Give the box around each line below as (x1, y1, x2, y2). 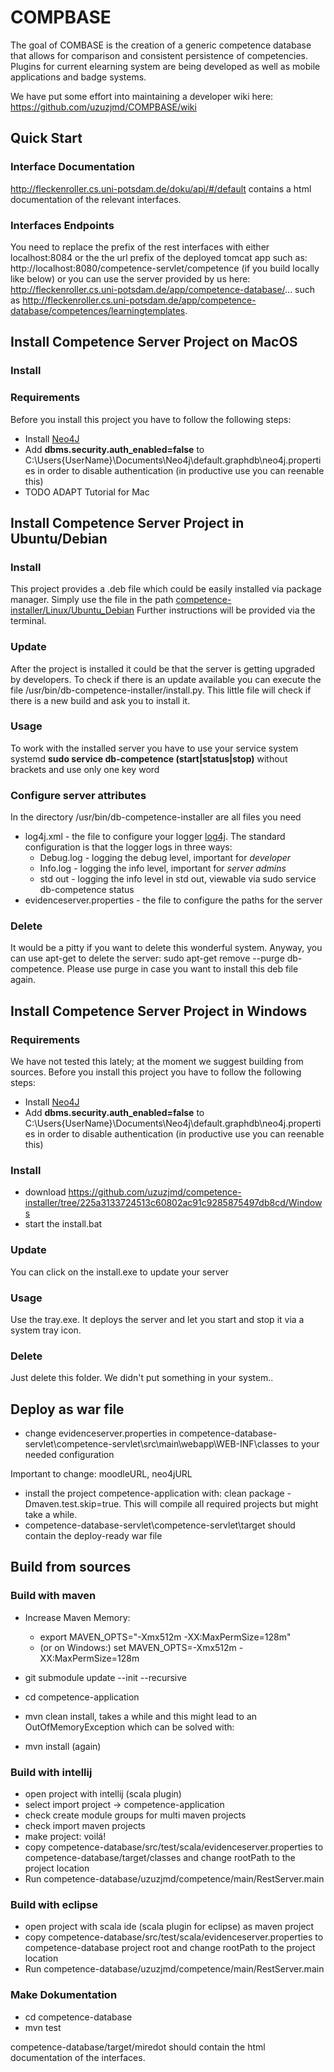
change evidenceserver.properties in (24, 1427, 177, 1440)
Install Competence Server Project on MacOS (10, 334, 298, 351)
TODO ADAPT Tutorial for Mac (24, 486, 150, 498)
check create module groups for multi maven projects (24, 1809, 247, 1821)
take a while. (24, 1509, 78, 1521)
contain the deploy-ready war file (24, 1530, 163, 1542)
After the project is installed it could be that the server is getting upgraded (10, 662, 315, 675)
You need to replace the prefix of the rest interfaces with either (10, 241, 270, 253)
